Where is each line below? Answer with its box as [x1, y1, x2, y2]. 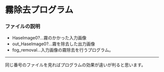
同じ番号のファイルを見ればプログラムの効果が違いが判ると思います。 [5, 62, 146, 68]
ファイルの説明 [5, 23, 41, 30]
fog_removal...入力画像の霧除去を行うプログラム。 [12, 47, 114, 53]
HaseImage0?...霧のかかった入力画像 [12, 35, 87, 41]
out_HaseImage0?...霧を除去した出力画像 [12, 41, 95, 47]
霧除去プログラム [5, 4, 74, 16]
